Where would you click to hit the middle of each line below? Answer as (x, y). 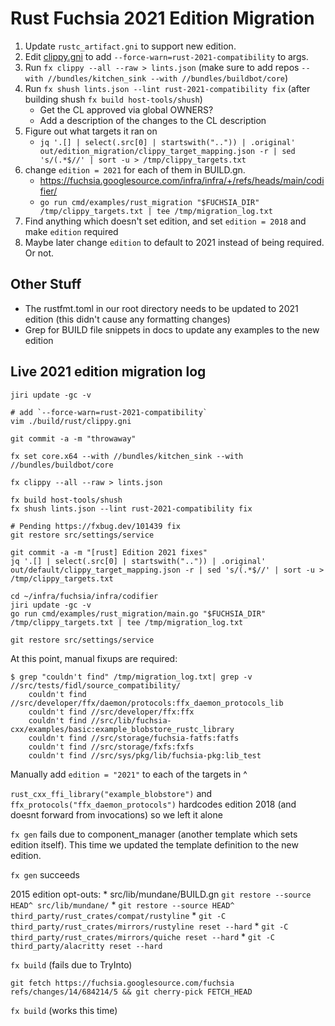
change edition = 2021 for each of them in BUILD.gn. (135, 169)
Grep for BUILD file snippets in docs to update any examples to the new (172, 329)
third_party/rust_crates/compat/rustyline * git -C (118, 915)
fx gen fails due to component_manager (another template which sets (154, 834)
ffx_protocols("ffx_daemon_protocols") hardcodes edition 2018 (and (153, 804)
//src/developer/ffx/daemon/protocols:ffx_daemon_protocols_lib (147, 703)
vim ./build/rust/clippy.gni (71, 421)
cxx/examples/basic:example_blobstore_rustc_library (122, 729)
